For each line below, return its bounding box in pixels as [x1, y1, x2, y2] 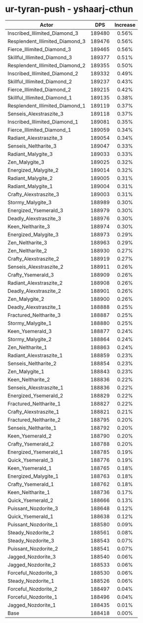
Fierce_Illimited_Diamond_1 [7, 126, 71, 133]
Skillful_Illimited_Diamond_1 [7, 94, 72, 101]
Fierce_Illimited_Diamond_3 [7, 46, 71, 53]
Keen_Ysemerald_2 [7, 432, 52, 439]
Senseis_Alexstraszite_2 [7, 263, 64, 270]
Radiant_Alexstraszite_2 [7, 279, 63, 286]
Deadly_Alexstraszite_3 [7, 215, 62, 222]
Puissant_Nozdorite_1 [7, 521, 58, 528]
